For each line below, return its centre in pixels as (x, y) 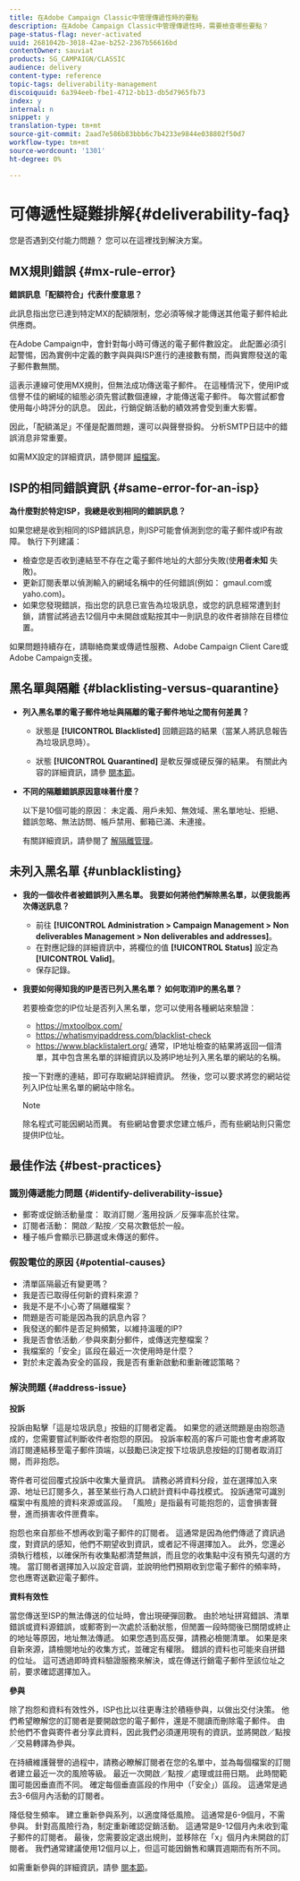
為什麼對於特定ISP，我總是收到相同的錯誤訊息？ (98, 511)
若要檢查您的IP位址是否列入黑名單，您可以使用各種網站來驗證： (139, 1007)
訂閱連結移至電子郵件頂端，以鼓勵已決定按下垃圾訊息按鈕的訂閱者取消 (146, 1449)
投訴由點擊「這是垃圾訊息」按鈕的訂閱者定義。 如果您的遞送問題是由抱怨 (143, 1427)
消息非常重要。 (44, 438)
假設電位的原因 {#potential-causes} (87, 1262)
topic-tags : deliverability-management (83, 84)
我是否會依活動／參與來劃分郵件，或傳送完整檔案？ (116, 1339)
